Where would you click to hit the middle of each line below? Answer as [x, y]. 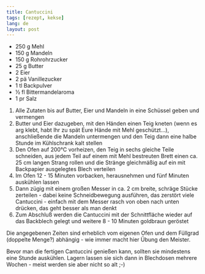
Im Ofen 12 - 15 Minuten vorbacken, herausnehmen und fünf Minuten [102, 176]
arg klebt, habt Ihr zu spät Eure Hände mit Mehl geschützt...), [92, 130]
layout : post [23, 29]
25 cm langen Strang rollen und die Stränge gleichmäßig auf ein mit [100, 162]
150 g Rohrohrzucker [42, 59]
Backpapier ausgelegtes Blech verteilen [65, 169]
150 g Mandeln [34, 53]
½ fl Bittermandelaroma [45, 92]
